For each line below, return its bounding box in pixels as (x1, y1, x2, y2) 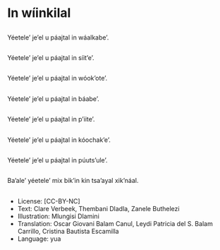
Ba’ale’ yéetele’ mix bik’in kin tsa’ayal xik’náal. (7, 177, 139, 185)
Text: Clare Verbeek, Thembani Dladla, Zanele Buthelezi (17, 204, 180, 213)
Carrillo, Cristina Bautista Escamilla (17, 227, 119, 235)
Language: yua (17, 234, 61, 243)
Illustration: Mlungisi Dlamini (17, 212, 100, 220)
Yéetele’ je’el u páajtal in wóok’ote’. (7, 74, 108, 83)
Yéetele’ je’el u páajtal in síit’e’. (7, 53, 94, 61)
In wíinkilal (7, 5, 71, 21)
